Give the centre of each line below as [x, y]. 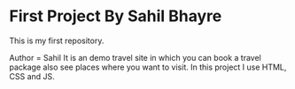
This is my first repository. [57, 41]
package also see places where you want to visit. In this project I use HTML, [148, 67]
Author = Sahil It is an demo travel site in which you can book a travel [135, 57]
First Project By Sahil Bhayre [116, 16]
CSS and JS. [32, 76]
